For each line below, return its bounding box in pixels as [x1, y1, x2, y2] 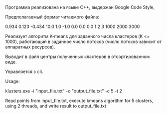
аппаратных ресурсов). [5, 44, 55, 49]
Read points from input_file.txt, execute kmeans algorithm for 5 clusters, [5, 97, 154, 103]
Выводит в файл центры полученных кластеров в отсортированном [5, 53, 150, 59]
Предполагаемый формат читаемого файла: [5, 14, 100, 19]
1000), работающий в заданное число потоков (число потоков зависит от [5, 38, 162, 44]
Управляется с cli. [5, 68, 43, 74]
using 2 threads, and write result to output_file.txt [5, 103, 106, 109]
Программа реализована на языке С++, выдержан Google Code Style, [5, 4, 155, 10]
